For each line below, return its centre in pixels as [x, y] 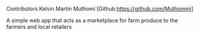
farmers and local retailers [39, 27]
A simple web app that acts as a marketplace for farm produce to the [92, 20]
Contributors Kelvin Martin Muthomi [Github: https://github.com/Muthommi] [100, 9]
